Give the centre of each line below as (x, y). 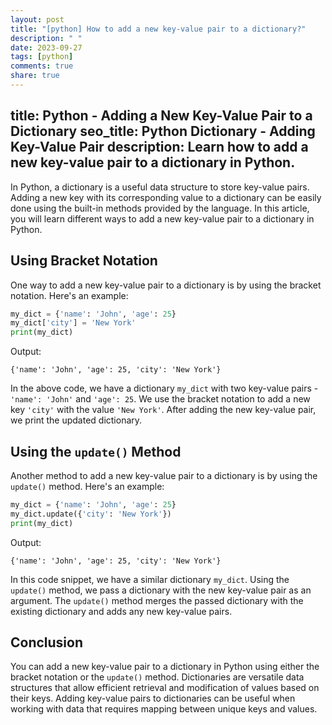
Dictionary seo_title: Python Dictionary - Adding (163, 131)
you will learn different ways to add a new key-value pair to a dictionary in (162, 218)
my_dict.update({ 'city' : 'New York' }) (91, 514)
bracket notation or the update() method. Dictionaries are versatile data (157, 677)
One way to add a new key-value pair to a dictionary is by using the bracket (166, 285)
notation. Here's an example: (69, 295)
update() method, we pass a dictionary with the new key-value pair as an (161, 590)
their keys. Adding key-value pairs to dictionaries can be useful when (153, 698)
